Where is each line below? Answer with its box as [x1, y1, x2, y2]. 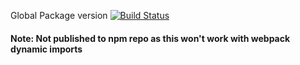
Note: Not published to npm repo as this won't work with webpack [10, 32, 291, 44]
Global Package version [10, 10, 108, 21]
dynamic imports [10, 43, 83, 55]
